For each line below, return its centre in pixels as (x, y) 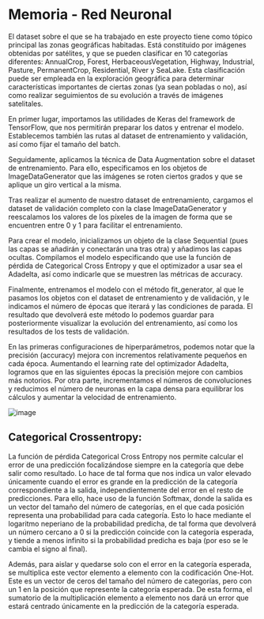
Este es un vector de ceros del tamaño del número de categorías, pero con (130, 581)
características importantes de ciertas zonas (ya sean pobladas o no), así (128, 87)
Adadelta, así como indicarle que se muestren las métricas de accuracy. (126, 274)
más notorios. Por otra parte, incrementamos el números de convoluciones (130, 380)
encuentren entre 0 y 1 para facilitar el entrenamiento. (96, 225)
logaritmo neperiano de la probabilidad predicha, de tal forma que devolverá (132, 523)
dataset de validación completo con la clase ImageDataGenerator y (117, 208)
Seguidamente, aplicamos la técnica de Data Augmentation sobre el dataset (132, 159)
